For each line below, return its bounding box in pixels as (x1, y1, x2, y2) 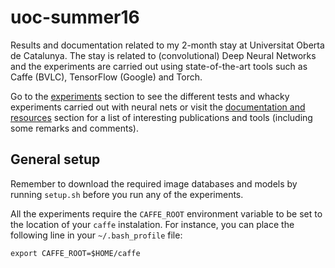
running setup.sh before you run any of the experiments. (10, 188, 244, 200)
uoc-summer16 (10, 6, 140, 29)
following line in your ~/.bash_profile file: (10, 229, 183, 241)
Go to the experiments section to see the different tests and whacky (10, 90, 290, 102)
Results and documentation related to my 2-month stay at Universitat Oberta (10, 39, 325, 51)
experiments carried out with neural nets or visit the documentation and (10, 101, 306, 113)
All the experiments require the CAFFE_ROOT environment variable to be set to (10, 207, 323, 220)
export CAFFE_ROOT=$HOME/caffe (10, 248, 141, 258)
